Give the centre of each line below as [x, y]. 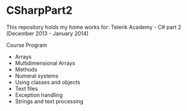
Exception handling [39, 95]
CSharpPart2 [39, 10]
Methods [26, 69]
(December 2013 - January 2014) [48, 33]
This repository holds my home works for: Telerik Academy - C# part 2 [94, 27]
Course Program [27, 45]
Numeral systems [37, 76]
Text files [26, 88]
